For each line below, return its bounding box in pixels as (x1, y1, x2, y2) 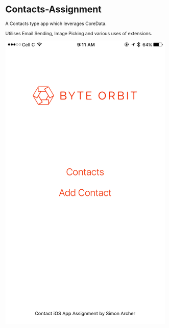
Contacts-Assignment (5, 4, 102, 15)
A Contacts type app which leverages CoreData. (5, 20, 107, 27)
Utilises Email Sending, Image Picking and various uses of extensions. (5, 30, 152, 36)
